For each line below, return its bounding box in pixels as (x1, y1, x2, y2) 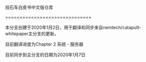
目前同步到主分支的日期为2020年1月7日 (5, 52, 86, 58)
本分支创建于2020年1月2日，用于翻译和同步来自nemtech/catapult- (5, 24, 142, 30)
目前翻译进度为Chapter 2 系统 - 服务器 (5, 41, 83, 47)
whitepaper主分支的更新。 (5, 31, 59, 36)
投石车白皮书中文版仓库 (5, 4, 53, 10)
